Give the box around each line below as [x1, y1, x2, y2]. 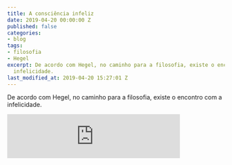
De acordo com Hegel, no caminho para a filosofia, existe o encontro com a [7, 93, 222, 101]
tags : [7, 42, 23, 49]
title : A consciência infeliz [7, 10, 95, 17]
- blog [7, 36, 26, 43]
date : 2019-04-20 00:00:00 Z [7, 17, 91, 23]
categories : [7, 29, 41, 37]
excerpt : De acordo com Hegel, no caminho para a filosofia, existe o [7, 61, 215, 68]
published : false [7, 23, 57, 30]
